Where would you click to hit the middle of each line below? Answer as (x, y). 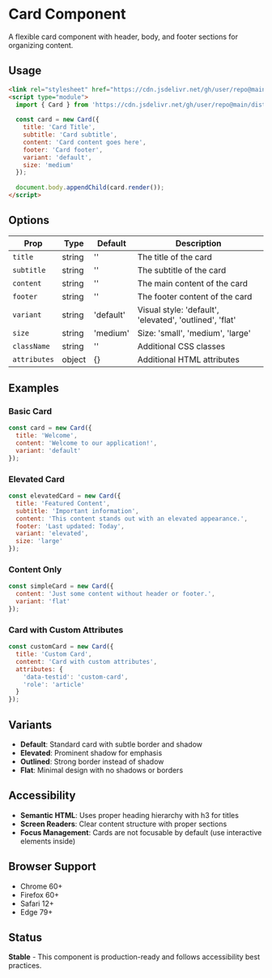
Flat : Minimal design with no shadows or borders (102, 770)
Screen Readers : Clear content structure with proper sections (123, 824)
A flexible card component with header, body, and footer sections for (123, 37)
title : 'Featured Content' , (63, 503)
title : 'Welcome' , (47, 436)
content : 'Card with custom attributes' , (87, 661)
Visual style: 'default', (178, 309)
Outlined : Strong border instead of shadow (92, 761)
